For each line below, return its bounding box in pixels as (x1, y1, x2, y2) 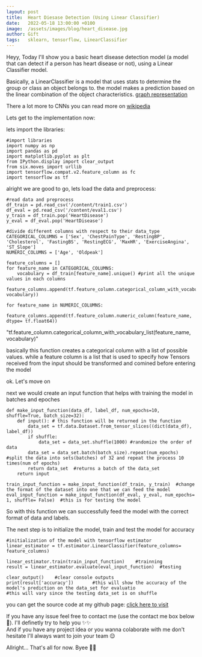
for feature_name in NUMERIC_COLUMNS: (6, 302, 103, 308)
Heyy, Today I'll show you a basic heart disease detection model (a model (6, 54, 189, 60)
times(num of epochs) (6, 460, 61, 466)
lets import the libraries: (6, 126, 65, 133)
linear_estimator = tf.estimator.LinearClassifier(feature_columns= (6, 543, 182, 549)
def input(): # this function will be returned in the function (17, 418, 182, 424)
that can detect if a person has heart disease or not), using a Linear (6, 60, 173, 67)
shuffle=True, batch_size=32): (6, 413, 85, 419)
